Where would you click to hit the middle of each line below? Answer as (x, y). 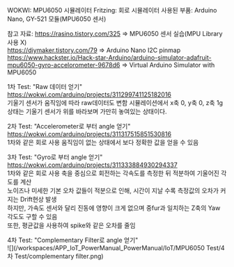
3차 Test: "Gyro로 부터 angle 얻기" (55, 157)
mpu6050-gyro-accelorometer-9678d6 (64, 65)
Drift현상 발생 (38, 199)
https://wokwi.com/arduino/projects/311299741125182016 (89, 95)
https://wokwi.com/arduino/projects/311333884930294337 (92, 165)
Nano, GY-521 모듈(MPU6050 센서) (57, 19)
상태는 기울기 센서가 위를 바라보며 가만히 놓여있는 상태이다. (87, 111)
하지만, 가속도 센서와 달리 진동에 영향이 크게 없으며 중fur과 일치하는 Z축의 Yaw (114, 208)
